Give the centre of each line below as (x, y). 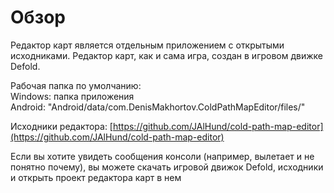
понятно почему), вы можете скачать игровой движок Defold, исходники (167, 167)
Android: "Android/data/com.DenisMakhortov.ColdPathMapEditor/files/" (158, 107)
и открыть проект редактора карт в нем (96, 177)
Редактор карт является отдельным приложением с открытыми (147, 45)
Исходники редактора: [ (61, 126)
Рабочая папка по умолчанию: (76, 85)
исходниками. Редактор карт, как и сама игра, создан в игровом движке (166, 55)
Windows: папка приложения (72, 96)
